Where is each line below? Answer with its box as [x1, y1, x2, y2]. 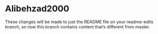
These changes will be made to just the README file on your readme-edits [5, 19, 154, 25]
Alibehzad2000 [5, 3, 70, 14]
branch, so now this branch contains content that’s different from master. [5, 24, 150, 29]
